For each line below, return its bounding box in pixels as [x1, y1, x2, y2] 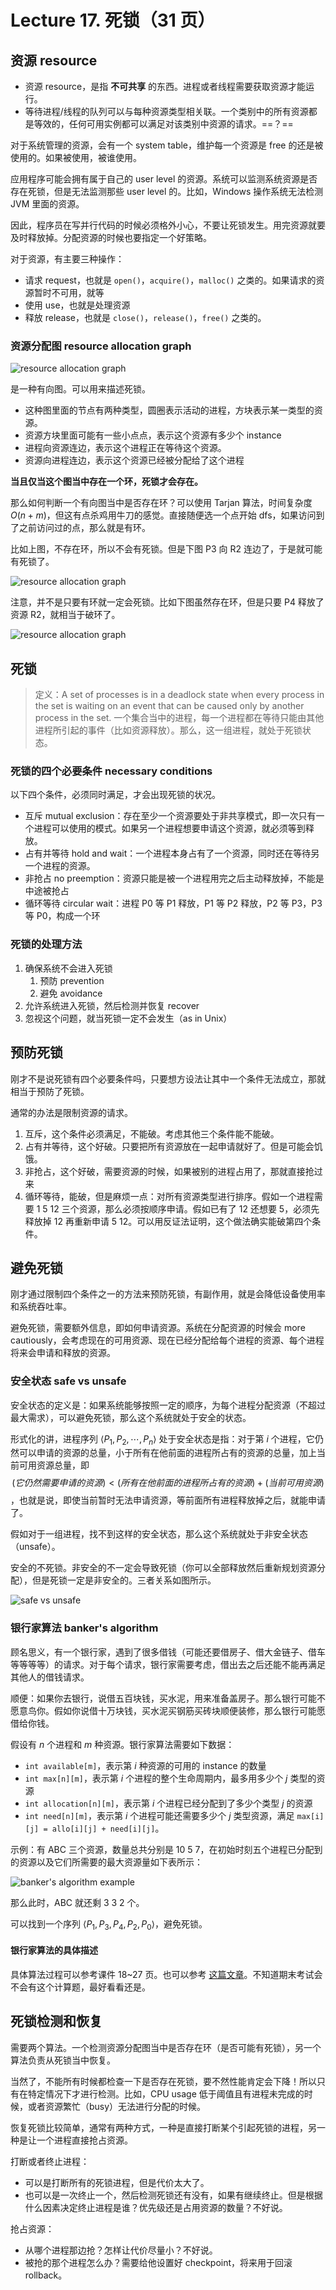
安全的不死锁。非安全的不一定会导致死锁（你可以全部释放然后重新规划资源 [10, 1562, 317, 1574]
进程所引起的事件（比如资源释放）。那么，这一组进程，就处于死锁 [34, 724, 303, 736]
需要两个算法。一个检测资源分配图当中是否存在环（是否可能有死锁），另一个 [10, 2041, 322, 2053]
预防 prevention [39, 974, 105, 986]
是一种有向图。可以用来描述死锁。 [10, 383, 151, 395]
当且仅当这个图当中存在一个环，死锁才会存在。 [10, 476, 203, 488]
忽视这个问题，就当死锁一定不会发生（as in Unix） [24, 1012, 233, 1024]
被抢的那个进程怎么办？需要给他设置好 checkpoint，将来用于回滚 [24, 2256, 293, 2268]
